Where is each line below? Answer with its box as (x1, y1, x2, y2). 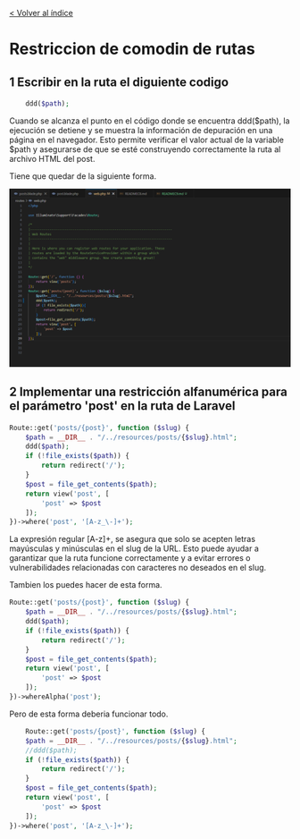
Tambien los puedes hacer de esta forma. (9, 580, 162, 590)
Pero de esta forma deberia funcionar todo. (9, 708, 169, 719)
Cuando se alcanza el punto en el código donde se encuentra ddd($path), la (9, 115, 290, 126)
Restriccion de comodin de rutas (9, 39, 256, 59)
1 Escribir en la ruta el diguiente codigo (9, 74, 229, 89)
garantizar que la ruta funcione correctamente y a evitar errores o (9, 553, 251, 564)
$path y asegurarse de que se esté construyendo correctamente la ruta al (9, 143, 281, 155)
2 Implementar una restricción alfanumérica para (9, 385, 287, 400)
